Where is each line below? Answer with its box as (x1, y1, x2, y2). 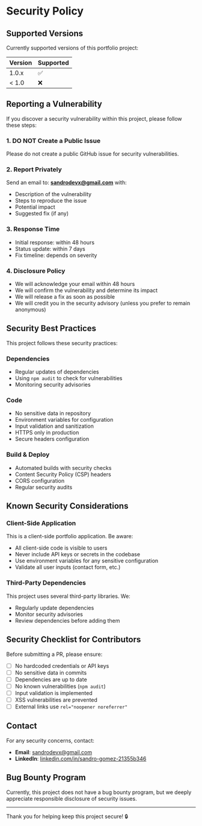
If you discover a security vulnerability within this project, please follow (6, 115, 182, 122)
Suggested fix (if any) (14, 210, 69, 217)
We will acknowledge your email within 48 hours (14, 281, 135, 287)
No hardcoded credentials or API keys (14, 662, 109, 669)
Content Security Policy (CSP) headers (14, 471, 111, 478)
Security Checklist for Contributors (6, 635, 141, 645)
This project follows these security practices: (6, 339, 118, 346)
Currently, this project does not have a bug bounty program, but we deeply (6, 789, 192, 796)
